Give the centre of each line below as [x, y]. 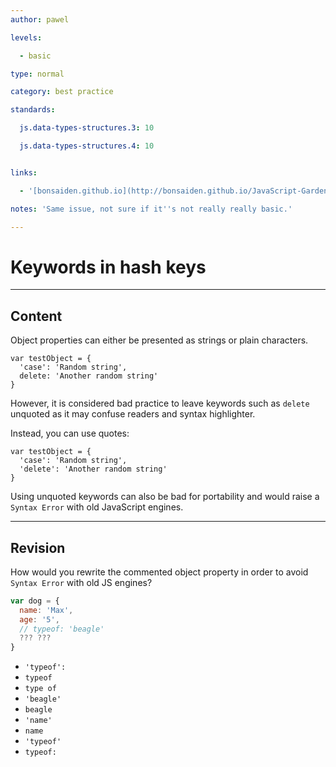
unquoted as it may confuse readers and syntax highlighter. [133, 414]
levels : [26, 37]
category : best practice [62, 92]
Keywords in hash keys [108, 267]
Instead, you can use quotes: [70, 433]
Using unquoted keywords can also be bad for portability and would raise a [165, 497]
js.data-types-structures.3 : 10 [87, 128]
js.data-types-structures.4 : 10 [87, 146]
